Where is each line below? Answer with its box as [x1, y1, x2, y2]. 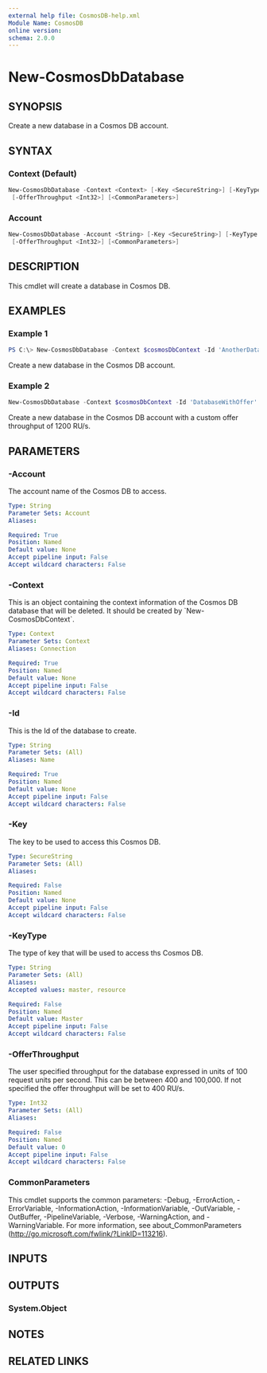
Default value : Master [8, 1015, 83, 1023]
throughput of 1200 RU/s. [8, 422, 91, 431]
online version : [8, 26, 62, 34]
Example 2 [8, 380, 50, 391]
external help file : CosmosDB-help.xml [8, 11, 141, 20]
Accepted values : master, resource [8, 986, 126, 994]
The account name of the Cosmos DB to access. [8, 486, 167, 496]
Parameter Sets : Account [8, 509, 91, 517]
